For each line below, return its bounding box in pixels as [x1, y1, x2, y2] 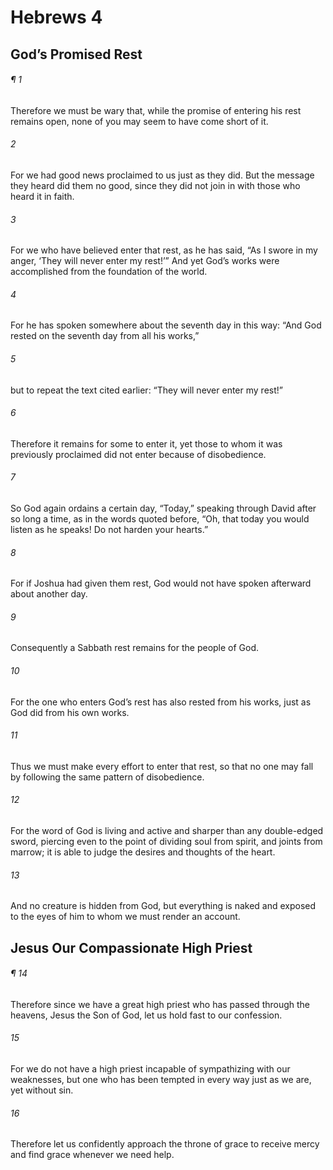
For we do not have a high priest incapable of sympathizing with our [10, 1063, 291, 1075]
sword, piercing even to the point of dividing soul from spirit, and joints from [10, 836, 323, 848]
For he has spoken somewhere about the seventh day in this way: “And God [10, 319, 322, 331]
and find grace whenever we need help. [10, 1149, 175, 1161]
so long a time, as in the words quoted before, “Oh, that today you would [10, 513, 310, 525]
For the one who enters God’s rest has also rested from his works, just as [10, 696, 312, 708]
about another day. [10, 588, 88, 600]
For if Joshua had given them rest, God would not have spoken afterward [10, 577, 312, 590]
